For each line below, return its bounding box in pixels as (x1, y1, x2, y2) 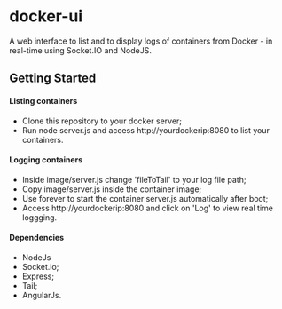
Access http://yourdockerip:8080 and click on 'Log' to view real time (21, 202, 273, 213)
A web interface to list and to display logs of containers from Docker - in (9, 36, 273, 46)
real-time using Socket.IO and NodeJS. (9, 44, 153, 55)
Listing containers (9, 95, 78, 106)
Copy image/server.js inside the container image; (21, 184, 202, 194)
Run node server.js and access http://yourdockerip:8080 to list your (21, 124, 270, 135)
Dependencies (9, 233, 65, 243)
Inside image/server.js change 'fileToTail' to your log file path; (21, 174, 247, 185)
